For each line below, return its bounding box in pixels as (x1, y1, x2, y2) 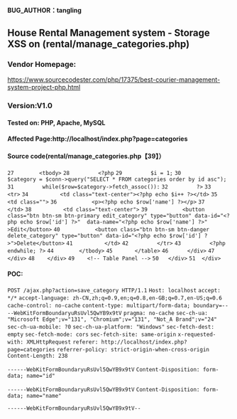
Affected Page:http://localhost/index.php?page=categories (7, 134, 188, 143)
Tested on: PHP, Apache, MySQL (7, 118, 106, 127)
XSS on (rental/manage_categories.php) (7, 38, 190, 50)
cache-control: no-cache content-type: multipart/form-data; (7, 302, 190, 309)
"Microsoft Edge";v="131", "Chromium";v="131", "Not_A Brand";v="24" (7, 316, 218, 323)
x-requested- (177, 331, 216, 338)
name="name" (26, 392, 62, 399)
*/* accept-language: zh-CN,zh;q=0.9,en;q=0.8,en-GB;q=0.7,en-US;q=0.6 (7, 295, 222, 302)
